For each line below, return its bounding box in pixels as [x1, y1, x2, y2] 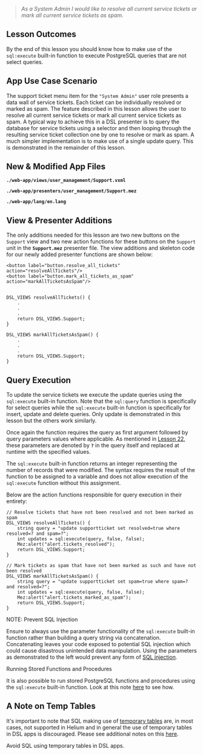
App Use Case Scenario [6, 76, 98, 86]
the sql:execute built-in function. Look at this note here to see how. [6, 684, 175, 691]
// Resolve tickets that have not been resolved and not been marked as [6, 509, 194, 516]
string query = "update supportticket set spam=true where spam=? [17, 579, 188, 585]
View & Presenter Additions [6, 215, 112, 226]
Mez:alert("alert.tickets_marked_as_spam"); [17, 594, 131, 601]
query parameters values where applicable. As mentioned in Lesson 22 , [6, 435, 186, 443]
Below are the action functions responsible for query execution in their [6, 491, 182, 498]
